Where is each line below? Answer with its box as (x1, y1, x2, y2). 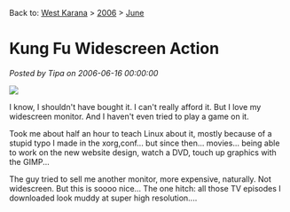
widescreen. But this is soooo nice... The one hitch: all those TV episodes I (9, 183, 281, 193)
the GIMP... (9, 156, 51, 167)
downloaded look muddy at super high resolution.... (9, 192, 198, 203)
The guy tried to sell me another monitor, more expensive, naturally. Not (9, 173, 272, 185)
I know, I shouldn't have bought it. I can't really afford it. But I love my (9, 101, 262, 112)
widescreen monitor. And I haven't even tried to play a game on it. (9, 111, 250, 122)
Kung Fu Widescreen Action (9, 39, 220, 59)
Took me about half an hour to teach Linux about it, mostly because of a (9, 128, 272, 138)
